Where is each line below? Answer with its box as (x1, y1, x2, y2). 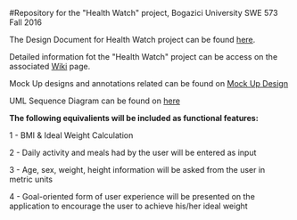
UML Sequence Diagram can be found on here (9, 95, 181, 106)
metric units (9, 174, 54, 184)
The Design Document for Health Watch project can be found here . (9, 35, 256, 45)
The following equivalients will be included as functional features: (9, 113, 259, 123)
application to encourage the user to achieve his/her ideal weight (9, 200, 248, 211)
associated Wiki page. (9, 61, 91, 71)
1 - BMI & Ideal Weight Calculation (9, 130, 134, 141)
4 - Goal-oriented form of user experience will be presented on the (9, 191, 256, 201)
